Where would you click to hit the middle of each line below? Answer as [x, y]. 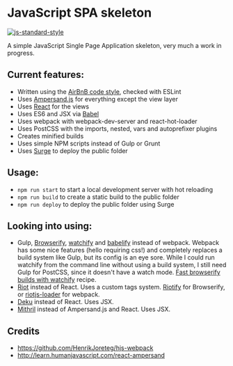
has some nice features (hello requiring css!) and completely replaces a [120, 250]
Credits [24, 331]
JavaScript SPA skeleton [79, 13]
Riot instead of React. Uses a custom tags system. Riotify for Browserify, [121, 287]
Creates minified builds [50, 136]
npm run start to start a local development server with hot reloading [115, 189]
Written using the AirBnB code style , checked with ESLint [99, 91]
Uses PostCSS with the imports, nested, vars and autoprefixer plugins [117, 128]
